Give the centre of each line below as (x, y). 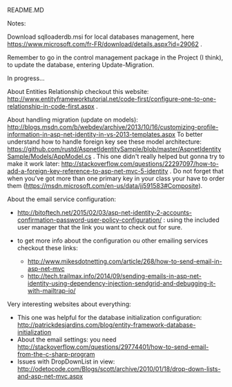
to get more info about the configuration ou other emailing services (113, 240)
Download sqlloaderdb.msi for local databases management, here (101, 37)
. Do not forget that (196, 171)
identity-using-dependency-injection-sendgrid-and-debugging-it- (122, 283)
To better (190, 134)
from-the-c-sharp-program (56, 354)
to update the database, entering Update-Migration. (81, 65)
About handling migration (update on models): (72, 120)
